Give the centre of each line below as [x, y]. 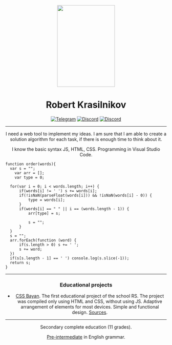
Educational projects [86, 285]
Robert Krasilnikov [86, 105]
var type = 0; [29, 177]
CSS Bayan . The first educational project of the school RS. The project [90, 296]
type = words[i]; [47, 200]
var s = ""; [23, 168]
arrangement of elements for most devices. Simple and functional [90, 307]
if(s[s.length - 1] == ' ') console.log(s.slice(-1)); [70, 258]
